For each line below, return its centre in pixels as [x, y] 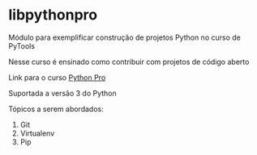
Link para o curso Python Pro [57, 77]
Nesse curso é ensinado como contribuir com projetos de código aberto [129, 62]
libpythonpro [53, 15]
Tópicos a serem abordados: [56, 109]
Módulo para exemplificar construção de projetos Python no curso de [124, 37]
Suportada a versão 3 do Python [63, 93]
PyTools [21, 45]
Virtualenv [37, 133]
